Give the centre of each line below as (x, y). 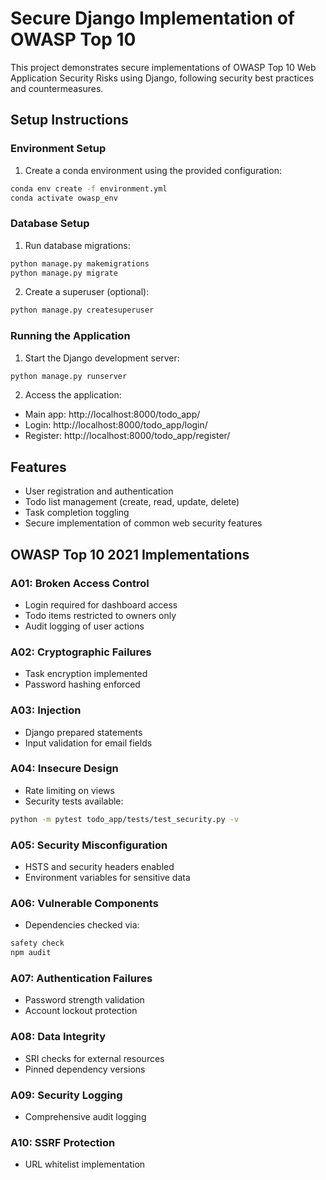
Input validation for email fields (88, 743)
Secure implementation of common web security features (143, 523)
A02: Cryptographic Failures (81, 652)
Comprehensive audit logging (85, 1116)
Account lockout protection (81, 1011)
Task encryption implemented (86, 674)
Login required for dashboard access (101, 604)
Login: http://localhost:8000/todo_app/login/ (116, 425)
